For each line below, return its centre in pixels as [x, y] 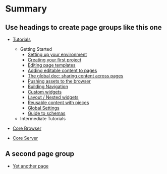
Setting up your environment [57, 54]
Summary [26, 9]
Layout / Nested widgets [53, 97]
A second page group [40, 154]
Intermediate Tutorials [43, 118]
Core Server [25, 138]
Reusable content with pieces [58, 103]
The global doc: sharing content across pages [75, 76]
